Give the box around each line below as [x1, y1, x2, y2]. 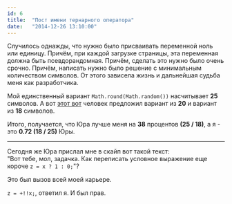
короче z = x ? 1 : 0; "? [7, 162, 79, 170]
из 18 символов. [7, 106, 55, 115]
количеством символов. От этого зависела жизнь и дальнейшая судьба [7, 71, 221, 80]
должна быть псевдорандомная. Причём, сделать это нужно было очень [7, 57, 224, 65]
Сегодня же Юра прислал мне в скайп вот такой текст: [7, 147, 171, 156]
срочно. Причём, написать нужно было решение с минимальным [7, 64, 202, 73]
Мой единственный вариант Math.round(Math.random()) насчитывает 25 [7, 92, 218, 100]
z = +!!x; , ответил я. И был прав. [7, 189, 106, 197]
